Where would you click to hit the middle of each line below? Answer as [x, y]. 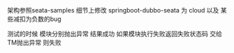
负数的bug [46, 19]
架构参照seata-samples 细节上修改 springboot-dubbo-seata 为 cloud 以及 [113, 10]
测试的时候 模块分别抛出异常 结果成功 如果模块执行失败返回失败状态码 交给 [115, 34]
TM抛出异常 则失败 [34, 43]
